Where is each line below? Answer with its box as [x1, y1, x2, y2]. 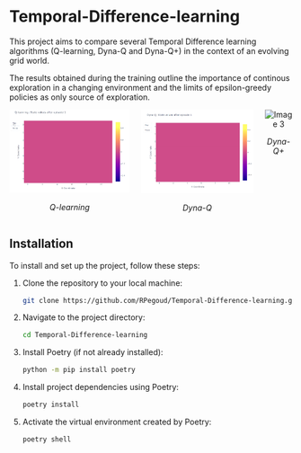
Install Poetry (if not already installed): [22, 347, 164, 358]
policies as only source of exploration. [9, 92, 151, 102]
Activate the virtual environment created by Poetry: [22, 416, 212, 428]
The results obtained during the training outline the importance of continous [9, 72, 290, 83]
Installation [9, 236, 74, 252]
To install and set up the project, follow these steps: [9, 260, 200, 271]
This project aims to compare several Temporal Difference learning [9, 36, 257, 47]
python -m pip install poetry [22, 366, 137, 375]
